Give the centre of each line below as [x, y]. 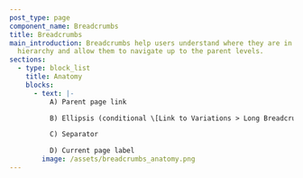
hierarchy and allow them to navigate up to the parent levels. [141, 52]
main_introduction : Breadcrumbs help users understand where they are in [151, 43]
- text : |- [54, 93]
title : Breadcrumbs [46, 34]
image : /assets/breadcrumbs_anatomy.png [119, 159]
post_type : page [40, 18]
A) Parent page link [88, 102]
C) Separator [74, 135]
